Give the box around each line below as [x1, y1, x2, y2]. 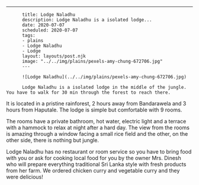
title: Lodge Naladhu [21, 12, 76, 18]
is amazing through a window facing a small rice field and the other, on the [6, 130, 188, 137]
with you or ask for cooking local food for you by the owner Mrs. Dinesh [6, 155, 182, 161]
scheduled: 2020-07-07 [21, 27, 78, 33]
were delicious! [6, 173, 43, 180]
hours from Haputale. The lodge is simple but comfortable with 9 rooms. [6, 106, 182, 113]
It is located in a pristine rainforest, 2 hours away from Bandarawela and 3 [6, 100, 187, 107]
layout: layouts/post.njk [21, 53, 86, 59]
